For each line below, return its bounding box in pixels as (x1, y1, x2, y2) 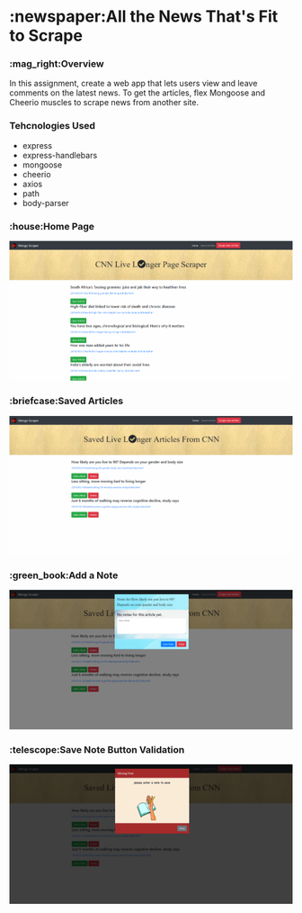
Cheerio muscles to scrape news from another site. (9, 97, 200, 108)
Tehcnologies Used (9, 120, 96, 132)
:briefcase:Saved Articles (9, 394, 124, 407)
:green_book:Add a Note (9, 569, 119, 582)
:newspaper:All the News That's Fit (9, 6, 279, 27)
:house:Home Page (9, 220, 95, 232)
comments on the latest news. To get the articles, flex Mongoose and (9, 87, 266, 98)
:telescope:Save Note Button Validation (9, 743, 185, 755)
